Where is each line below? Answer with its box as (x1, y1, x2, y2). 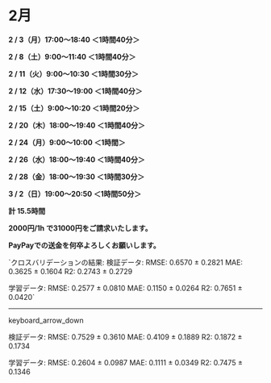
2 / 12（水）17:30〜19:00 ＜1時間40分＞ (8, 85, 143, 96)
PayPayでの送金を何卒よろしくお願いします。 (8, 240, 161, 250)
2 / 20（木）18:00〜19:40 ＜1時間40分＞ (8, 120, 145, 130)
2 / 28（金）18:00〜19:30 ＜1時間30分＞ (8, 172, 145, 181)
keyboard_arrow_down (8, 315, 84, 325)
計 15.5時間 (8, 206, 46, 215)
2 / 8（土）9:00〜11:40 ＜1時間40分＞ (8, 52, 136, 61)
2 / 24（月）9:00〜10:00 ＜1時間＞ (8, 137, 126, 147)
